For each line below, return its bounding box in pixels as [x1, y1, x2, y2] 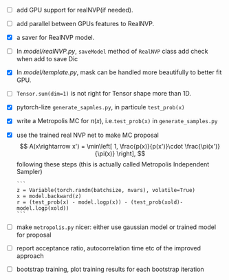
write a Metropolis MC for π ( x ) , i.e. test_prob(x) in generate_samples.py [16, 117, 218, 125]
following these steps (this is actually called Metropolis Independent [16, 160, 210, 168]
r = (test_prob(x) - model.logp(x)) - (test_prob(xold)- [16, 199, 184, 206]
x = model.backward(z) [16, 193, 82, 200]
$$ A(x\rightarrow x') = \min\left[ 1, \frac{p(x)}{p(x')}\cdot [19, 142, 184, 150]
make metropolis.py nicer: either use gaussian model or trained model [16, 223, 217, 231]
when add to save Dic [16, 55, 78, 63]
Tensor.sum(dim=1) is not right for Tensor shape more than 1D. [16, 89, 192, 98]
